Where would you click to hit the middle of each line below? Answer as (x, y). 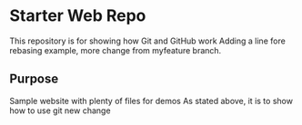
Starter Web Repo (78, 16)
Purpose (34, 79)
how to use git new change (60, 111)
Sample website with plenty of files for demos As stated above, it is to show (151, 101)
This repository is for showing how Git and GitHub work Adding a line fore (148, 41)
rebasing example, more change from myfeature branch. (116, 50)
